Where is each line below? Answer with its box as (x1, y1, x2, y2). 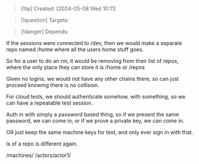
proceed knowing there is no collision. (6, 81, 100, 89)
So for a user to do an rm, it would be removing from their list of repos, (6, 58, 179, 64)
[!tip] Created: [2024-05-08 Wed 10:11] (20, 5, 116, 12)
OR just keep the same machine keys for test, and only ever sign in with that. (6, 129, 194, 135)
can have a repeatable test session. (6, 99, 93, 106)
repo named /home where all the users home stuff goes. (6, 46, 144, 53)
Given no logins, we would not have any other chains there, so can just (6, 75, 179, 82)
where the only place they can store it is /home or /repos (6, 64, 145, 71)
